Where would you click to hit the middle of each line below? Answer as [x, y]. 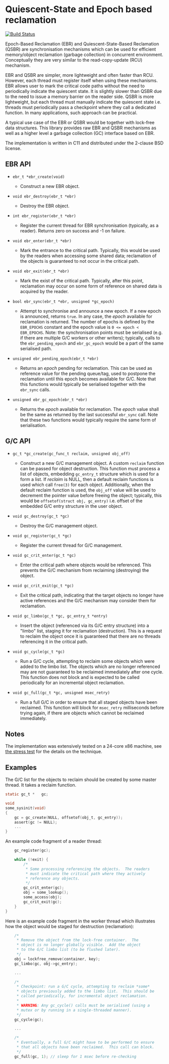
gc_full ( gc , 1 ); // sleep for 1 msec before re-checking [75, 1056]
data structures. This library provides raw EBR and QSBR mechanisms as [81, 128]
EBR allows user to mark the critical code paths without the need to [75, 86]
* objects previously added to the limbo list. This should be [86, 991]
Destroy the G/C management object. [59, 525]
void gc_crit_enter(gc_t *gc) [44, 555]
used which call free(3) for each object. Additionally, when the [86, 485]
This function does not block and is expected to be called [80, 677]
